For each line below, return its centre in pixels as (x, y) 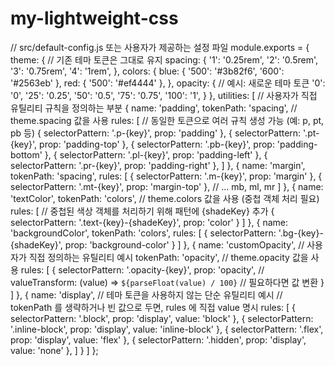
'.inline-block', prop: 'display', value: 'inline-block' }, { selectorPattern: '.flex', (167, 329)
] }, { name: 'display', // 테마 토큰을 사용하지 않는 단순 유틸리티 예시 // (146, 294)
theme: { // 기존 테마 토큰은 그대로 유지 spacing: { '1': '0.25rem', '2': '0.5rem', (164, 59)
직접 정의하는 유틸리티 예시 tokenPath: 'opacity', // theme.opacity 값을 (168, 257)
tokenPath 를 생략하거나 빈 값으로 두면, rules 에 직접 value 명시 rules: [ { (153, 307)
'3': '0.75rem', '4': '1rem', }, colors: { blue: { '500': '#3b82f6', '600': (147, 71)
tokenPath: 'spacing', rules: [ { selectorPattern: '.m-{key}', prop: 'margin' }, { (166, 176)
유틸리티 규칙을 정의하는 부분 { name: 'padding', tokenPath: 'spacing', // (154, 108)
